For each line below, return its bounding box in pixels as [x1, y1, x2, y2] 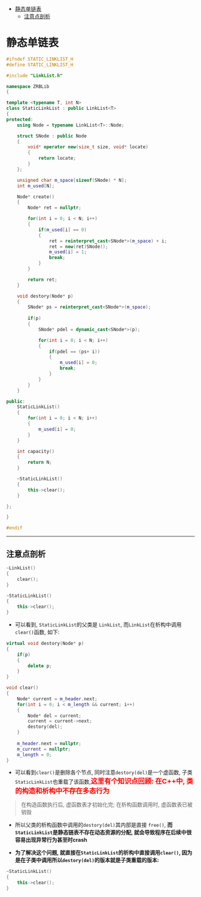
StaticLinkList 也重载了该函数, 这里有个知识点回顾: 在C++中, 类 [14, 777, 193, 786]
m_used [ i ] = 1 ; [48, 249, 87, 255]
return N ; [28, 460, 52, 466]
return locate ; [38, 155, 77, 161]
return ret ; [28, 277, 58, 283]
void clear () [6, 685, 39, 691]
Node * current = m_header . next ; [17, 695, 98, 702]
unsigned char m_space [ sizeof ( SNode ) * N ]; [17, 177, 127, 183]
